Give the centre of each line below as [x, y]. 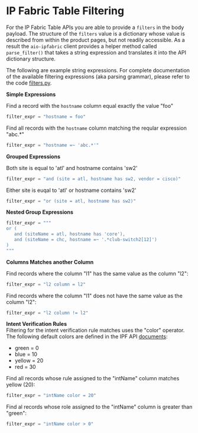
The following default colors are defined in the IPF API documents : [87, 336]
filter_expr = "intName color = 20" [51, 396]
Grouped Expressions [33, 156]
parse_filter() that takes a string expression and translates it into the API [96, 52]
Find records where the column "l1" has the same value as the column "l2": [97, 273]
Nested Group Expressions [40, 212]
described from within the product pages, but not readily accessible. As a [95, 40]
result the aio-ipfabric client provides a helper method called [82, 46]
